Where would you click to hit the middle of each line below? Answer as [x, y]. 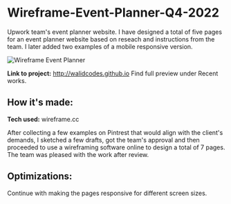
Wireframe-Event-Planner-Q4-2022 [113, 13]
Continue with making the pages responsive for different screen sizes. [107, 193]
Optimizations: [40, 177]
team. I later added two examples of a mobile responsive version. [100, 46]
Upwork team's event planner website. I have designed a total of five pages [115, 32]
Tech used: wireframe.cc [43, 119]
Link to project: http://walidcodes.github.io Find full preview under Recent [113, 73]
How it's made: [40, 103]
